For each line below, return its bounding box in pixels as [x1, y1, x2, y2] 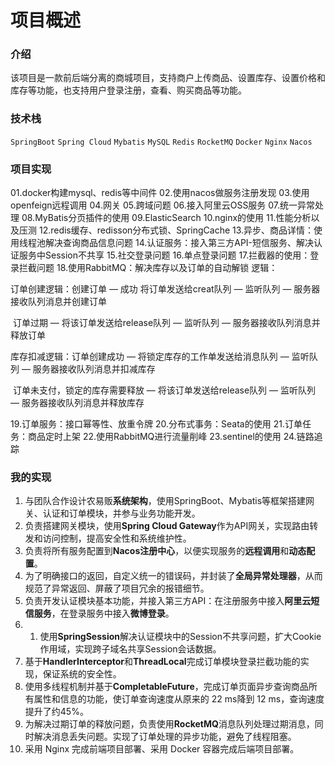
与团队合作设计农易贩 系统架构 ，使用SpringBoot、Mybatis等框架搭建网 [24, 495, 315, 507]
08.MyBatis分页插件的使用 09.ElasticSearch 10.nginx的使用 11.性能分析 [21, 212, 312, 224]
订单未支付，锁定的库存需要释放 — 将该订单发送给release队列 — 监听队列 [12, 384, 316, 396]
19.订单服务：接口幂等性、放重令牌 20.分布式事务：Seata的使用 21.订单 [10, 418, 303, 430]
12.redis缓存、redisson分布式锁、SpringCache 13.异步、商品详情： [38, 224, 315, 236]
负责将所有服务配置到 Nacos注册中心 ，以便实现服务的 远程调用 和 [24, 545, 290, 557]
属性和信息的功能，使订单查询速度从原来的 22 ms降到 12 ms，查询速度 [33, 693, 325, 705]
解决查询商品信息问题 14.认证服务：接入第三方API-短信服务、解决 [44, 237, 315, 249]
